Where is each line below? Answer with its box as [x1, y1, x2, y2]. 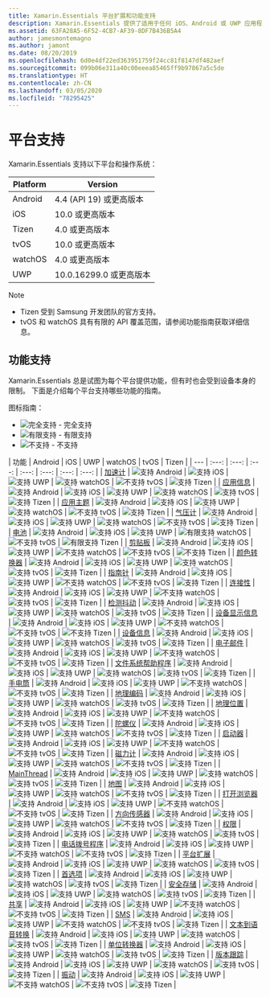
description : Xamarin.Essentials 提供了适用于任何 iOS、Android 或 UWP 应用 [8, 19, 257, 27]
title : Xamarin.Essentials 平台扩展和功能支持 [8, 11, 157, 20]
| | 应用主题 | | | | [52, 498, 239, 507]
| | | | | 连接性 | [51, 578, 256, 587]
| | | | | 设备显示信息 [51, 608, 259, 617]
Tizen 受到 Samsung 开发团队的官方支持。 [19, 307, 161, 317]
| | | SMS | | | [57, 909, 234, 919]
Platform [12, 178, 47, 190]
